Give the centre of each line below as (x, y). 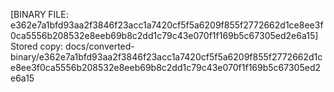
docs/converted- (100, 46)
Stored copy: (37, 46)
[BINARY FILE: (39, 14)
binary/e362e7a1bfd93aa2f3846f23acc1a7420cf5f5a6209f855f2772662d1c (166, 57)
